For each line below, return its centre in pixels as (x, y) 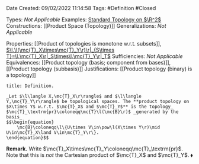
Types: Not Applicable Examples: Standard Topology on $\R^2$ (84, 20)
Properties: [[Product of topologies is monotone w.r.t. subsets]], (84, 44)
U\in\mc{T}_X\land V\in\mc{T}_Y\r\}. (53, 133)
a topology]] (21, 75)
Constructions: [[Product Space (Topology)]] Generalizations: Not (86, 26)
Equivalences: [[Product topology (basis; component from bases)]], (89, 62)
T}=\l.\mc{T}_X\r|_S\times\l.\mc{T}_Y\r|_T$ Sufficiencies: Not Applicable (94, 56)
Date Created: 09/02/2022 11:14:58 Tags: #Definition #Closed (81, 8)
